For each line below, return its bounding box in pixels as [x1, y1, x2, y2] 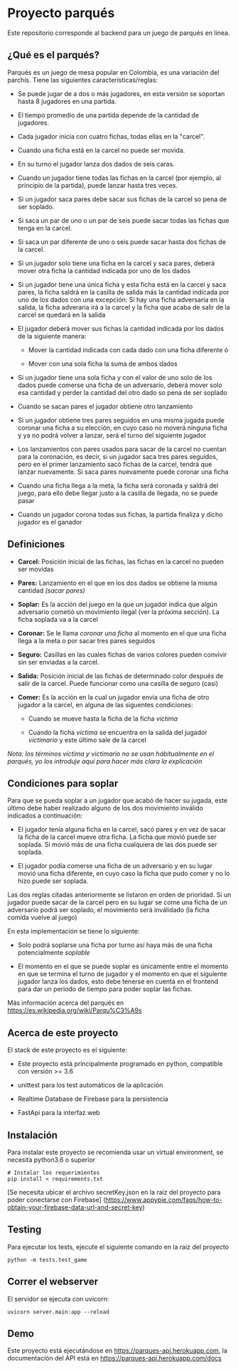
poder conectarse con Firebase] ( [7, 1195, 106, 1204]
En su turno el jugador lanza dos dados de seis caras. [17, 159, 175, 168]
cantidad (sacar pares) [17, 586, 85, 595]
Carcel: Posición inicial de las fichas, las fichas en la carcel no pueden [17, 557, 224, 566]
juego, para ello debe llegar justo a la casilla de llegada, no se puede [17, 489, 218, 497]
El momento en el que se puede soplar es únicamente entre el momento [17, 962, 229, 971]
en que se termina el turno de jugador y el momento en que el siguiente [17, 970, 227, 978]
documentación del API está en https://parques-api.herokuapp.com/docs [7, 1354, 222, 1363]
